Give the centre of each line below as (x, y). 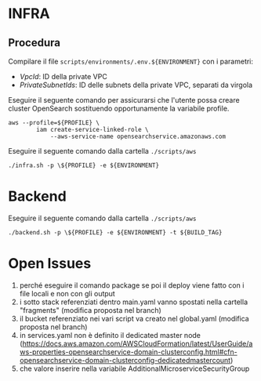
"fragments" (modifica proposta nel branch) (91, 310)
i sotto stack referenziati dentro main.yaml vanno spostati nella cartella (134, 302)
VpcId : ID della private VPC (63, 76)
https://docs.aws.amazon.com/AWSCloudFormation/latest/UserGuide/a (138, 343)
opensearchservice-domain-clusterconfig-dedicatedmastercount (125, 360)
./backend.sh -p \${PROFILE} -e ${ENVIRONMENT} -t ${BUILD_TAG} (115, 232)
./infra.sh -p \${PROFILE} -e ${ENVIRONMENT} (83, 165)
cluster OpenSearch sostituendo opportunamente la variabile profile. (119, 108)
